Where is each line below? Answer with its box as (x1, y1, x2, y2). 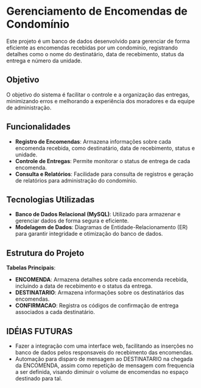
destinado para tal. (15, 375, 63, 382)
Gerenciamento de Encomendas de (6, 4, 188, 18)
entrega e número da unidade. (6, 57, 82, 64)
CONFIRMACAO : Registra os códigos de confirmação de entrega (15, 302, 179, 309)
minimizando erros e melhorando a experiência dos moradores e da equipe (6, 97, 195, 104)
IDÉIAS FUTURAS (6, 326, 73, 337)
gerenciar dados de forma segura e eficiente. (15, 217, 129, 224)
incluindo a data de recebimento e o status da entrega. (15, 282, 153, 290)
